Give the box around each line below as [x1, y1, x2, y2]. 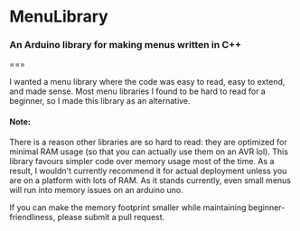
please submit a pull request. [57, 211, 165, 222]
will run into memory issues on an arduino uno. [9, 184, 183, 195]
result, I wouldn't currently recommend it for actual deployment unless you [9, 165, 287, 176]
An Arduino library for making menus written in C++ [9, 39, 242, 51]
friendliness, [9, 211, 56, 222]
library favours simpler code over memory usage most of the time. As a [9, 155, 275, 166]
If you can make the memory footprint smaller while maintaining [9, 201, 247, 213]
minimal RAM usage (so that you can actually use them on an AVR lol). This [9, 146, 289, 157]
